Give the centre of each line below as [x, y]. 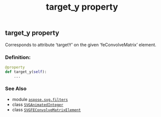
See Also [16, 89]
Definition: [18, 57]
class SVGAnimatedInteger [38, 104]
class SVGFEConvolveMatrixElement [46, 109]
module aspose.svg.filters [40, 99]
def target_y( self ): [26, 72]
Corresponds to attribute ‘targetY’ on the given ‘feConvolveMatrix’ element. [81, 45]
